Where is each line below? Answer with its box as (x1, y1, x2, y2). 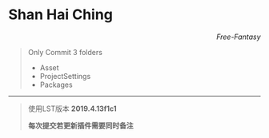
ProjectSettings (39, 71, 91, 81)
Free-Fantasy (215, 32, 261, 41)
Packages (39, 80, 74, 89)
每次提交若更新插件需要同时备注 (27, 120, 134, 130)
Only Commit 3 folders (27, 47, 102, 57)
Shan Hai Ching (8, 6, 114, 24)
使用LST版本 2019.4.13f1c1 (27, 104, 118, 113)
